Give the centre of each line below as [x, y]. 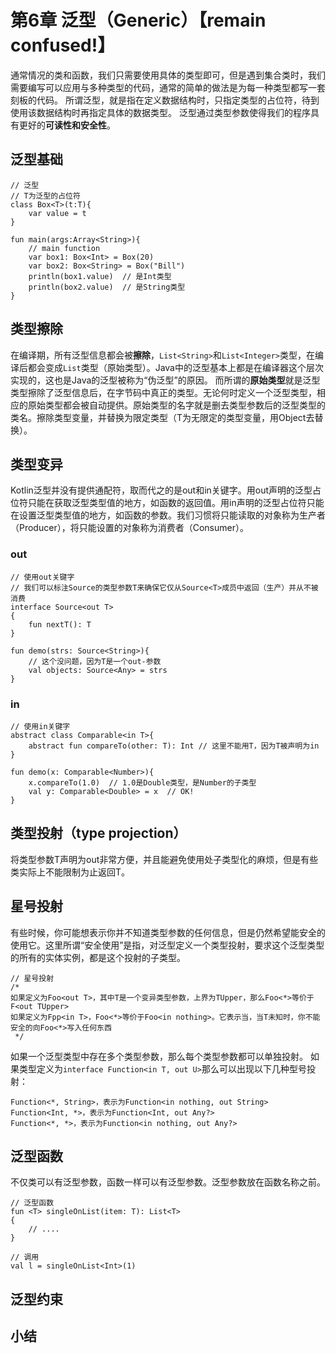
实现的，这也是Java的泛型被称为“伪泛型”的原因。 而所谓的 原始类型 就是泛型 [165, 380]
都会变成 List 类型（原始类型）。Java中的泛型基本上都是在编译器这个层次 [175, 367]
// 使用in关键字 [40, 726]
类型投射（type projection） [98, 833]
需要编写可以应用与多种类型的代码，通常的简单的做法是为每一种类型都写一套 [168, 87]
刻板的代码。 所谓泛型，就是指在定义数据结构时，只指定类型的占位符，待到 [165, 100]
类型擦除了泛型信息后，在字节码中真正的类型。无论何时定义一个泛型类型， [163, 392]
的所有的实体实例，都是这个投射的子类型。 [98, 957]
